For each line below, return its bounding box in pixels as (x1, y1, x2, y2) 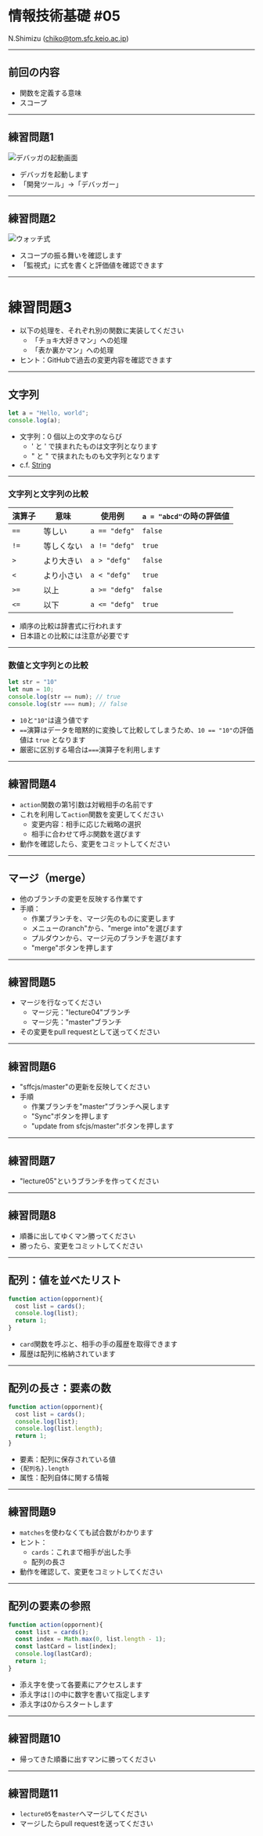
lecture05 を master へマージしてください (19, 1809, 148, 1819)
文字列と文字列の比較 (8, 488, 88, 499)
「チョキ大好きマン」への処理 (31, 335, 128, 346)
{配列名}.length (19, 1465, 69, 1473)
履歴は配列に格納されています (19, 1349, 116, 1359)
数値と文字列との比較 (8, 660, 88, 671)
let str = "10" (8, 678, 58, 686)
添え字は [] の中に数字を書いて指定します (19, 1689, 150, 1699)
